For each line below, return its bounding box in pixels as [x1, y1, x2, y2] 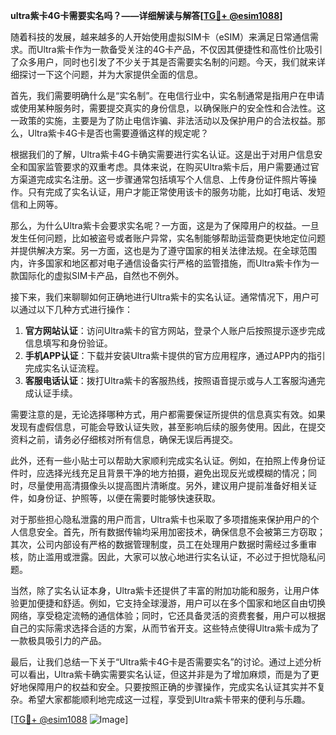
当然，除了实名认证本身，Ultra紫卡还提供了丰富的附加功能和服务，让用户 [10, 585, 311, 596]
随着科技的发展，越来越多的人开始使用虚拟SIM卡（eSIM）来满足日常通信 [10, 31, 310, 43]
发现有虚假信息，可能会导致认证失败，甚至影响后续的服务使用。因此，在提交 [10, 421, 326, 433]
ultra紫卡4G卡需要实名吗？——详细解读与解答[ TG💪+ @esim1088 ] [10, 10, 283, 21]
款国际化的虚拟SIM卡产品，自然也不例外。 [10, 270, 185, 281]
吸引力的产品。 [44, 635, 107, 646]
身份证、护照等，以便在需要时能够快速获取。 [36, 492, 221, 504]
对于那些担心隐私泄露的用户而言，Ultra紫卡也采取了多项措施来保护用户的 [10, 514, 311, 525]
